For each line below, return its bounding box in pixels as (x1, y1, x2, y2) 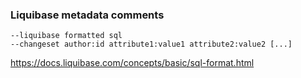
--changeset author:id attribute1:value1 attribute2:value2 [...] (10, 39, 293, 50)
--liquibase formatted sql (10, 31, 123, 41)
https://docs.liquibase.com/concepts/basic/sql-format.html (10, 57, 255, 69)
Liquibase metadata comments (10, 8, 165, 22)
